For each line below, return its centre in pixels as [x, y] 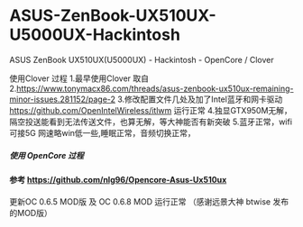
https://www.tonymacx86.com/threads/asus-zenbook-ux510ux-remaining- [156, 88]
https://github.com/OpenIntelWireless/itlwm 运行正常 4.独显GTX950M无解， [151, 110]
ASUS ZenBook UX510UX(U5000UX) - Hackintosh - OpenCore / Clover [142, 59]
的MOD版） [31, 213]
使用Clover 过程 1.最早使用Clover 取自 [79, 78]
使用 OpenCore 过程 [46, 155]
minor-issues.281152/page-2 [62, 99]
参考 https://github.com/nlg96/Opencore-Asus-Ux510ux [118, 179]
